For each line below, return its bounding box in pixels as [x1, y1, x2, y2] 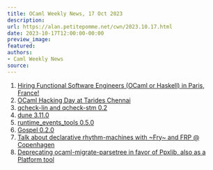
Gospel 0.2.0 [17, 125, 54, 134]
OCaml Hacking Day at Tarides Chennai [17, 95, 131, 105]
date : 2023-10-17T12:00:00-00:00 [7, 29, 104, 37]
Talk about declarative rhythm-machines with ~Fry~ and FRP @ [17, 133, 200, 141]
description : [7, 17, 45, 24]
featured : [7, 42, 36, 49]
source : [7, 62, 30, 69]
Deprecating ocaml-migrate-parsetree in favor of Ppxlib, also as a [17, 148, 206, 156]
